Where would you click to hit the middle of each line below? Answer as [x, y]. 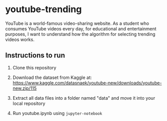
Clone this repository [34, 67]
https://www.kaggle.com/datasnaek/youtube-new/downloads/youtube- [87, 83]
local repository [29, 103]
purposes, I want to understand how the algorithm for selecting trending [80, 34]
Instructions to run [35, 55]
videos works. [20, 39]
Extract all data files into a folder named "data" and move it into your [84, 98]
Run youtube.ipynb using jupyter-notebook [57, 113]
